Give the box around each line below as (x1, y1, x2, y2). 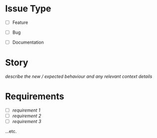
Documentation (12, 39, 44, 45)
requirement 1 (12, 107, 41, 113)
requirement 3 (12, 119, 42, 125)
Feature (12, 19, 28, 25)
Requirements (5, 91, 64, 102)
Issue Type (5, 3, 52, 14)
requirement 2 (12, 113, 41, 119)
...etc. (5, 129, 17, 135)
